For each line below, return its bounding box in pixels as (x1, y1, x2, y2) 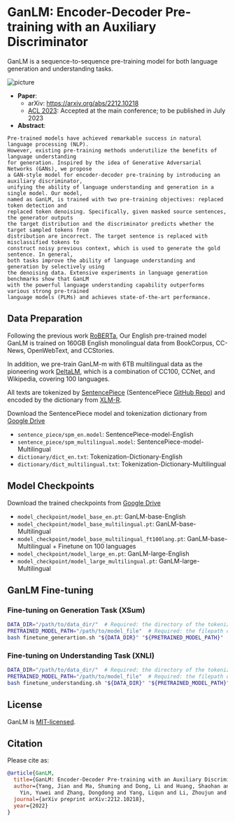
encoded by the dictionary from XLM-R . (7, 396, 122, 404)
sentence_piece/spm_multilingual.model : (17, 438, 136, 446)
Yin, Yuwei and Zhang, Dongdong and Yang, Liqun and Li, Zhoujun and (20, 789, 227, 797)
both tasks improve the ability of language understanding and (7, 257, 196, 264)
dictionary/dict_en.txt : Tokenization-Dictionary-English (17, 452, 183, 461)
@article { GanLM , (7, 770, 55, 777)
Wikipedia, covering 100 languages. (7, 375, 110, 383)
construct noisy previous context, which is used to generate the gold (7, 245, 220, 252)
